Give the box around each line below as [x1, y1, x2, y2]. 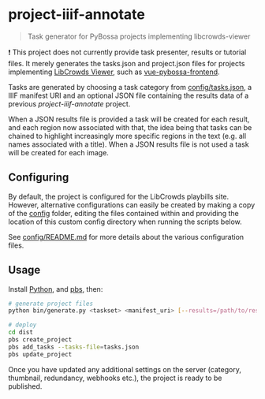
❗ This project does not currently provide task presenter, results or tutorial [8, 47, 247, 57]
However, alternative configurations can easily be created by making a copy [8, 199, 256, 210]
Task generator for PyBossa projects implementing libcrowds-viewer [27, 32, 251, 41]
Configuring [8, 171, 69, 185]
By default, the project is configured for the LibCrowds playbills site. [8, 192, 230, 201]
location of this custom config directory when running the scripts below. [8, 217, 242, 226]
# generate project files [8, 300, 93, 308]
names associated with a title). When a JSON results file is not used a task [8, 140, 250, 149]
